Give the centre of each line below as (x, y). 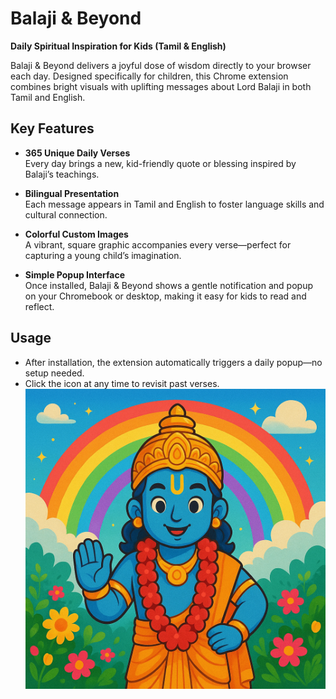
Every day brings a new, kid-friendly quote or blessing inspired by (160, 163)
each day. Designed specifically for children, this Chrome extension (149, 76)
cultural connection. (66, 214)
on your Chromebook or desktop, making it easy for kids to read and (165, 296)
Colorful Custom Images (76, 234)
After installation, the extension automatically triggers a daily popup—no (173, 362)
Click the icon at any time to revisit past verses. (122, 383)
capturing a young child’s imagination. (103, 255)
